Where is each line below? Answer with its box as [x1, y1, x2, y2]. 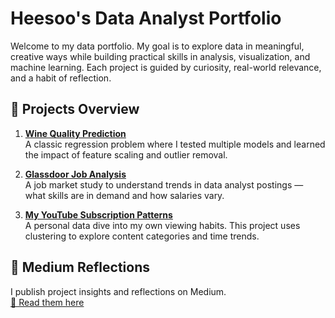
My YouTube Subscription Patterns [24, 208, 173, 221]
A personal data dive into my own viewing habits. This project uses [24, 219, 301, 231]
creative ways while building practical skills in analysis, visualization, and [10, 50, 311, 62]
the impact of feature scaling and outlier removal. [24, 148, 228, 161]
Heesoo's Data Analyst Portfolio [10, 7, 282, 30]
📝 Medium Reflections [10, 259, 151, 276]
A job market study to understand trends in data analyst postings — [24, 178, 304, 191]
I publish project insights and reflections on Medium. [10, 285, 227, 297]
